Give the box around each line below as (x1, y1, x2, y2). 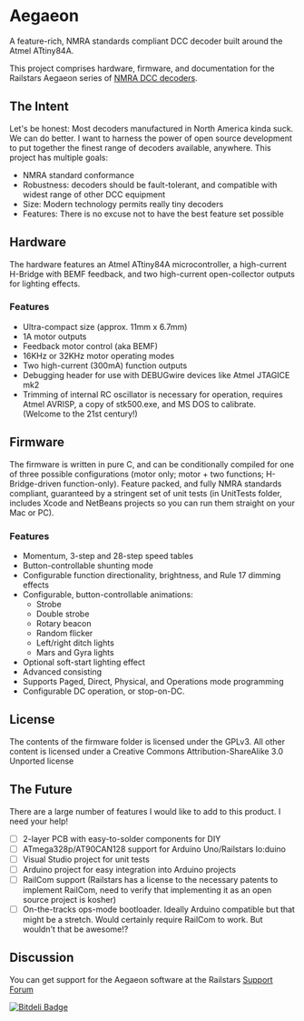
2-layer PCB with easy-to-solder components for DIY (22, 833, 221, 844)
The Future (9, 782, 73, 797)
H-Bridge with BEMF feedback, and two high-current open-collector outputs (9, 268, 295, 279)
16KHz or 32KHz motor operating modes (22, 350, 175, 361)
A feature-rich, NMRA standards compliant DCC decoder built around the (9, 35, 283, 46)
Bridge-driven (9, 478, 62, 489)
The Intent (9, 99, 70, 115)
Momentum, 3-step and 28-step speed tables (22, 550, 193, 561)
